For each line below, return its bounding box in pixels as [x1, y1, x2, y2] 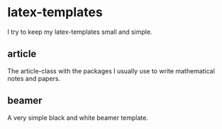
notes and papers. [7, 74, 61, 82]
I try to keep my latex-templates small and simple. [7, 27, 152, 36]
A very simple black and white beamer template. [7, 113, 149, 122]
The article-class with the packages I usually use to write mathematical [7, 66, 215, 75]
